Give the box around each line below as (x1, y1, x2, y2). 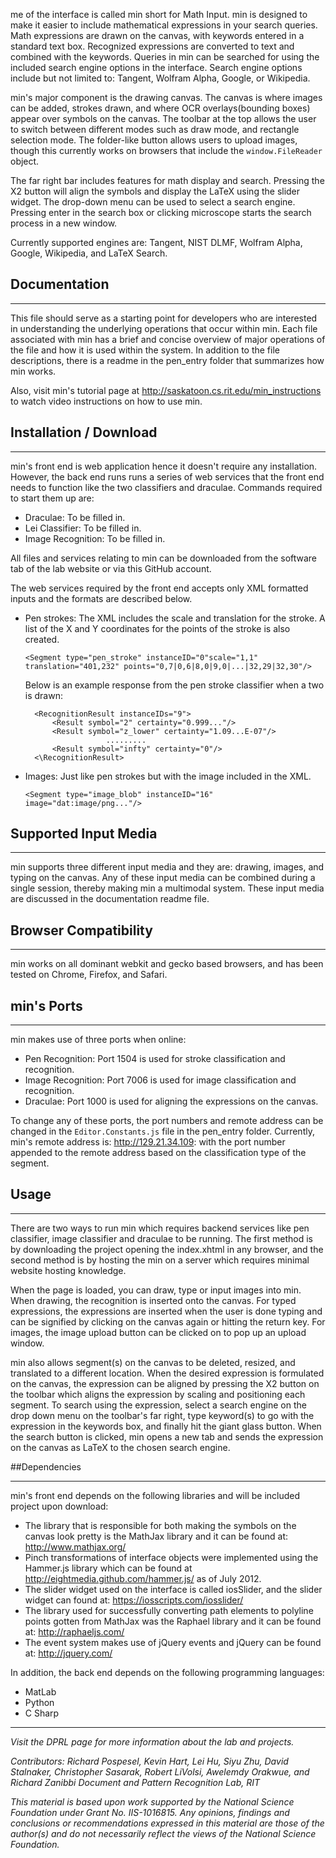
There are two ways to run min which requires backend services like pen (10, 1222, 310, 1234)
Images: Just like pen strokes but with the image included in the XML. (24, 770, 312, 782)
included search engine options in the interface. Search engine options (10, 62, 303, 73)
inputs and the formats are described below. (10, 592, 193, 604)
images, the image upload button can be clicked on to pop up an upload (10, 1326, 307, 1338)
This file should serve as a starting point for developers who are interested (10, 312, 318, 324)
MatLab (24, 1685, 57, 1698)
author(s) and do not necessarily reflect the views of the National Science (10, 1827, 317, 1839)
